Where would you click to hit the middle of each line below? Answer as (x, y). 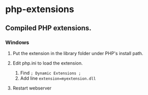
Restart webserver (32, 88)
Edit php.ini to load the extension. (48, 63)
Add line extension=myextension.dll (58, 78)
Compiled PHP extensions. (48, 28)
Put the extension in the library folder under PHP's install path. (78, 53)
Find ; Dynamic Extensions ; (51, 73)
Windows (17, 42)
